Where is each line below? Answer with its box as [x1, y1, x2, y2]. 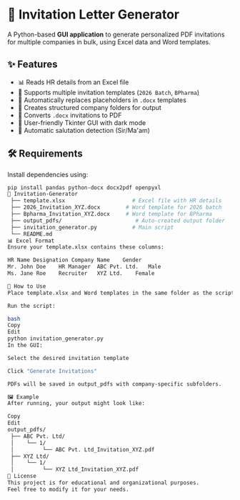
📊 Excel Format [7, 237, 55, 244]
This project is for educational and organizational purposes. [7, 479, 200, 486]
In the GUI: [7, 342, 43, 349]
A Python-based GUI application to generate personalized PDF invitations [7, 30, 225, 39]
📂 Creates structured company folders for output [17, 103, 162, 111]
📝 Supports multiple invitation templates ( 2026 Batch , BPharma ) [17, 88, 200, 96]
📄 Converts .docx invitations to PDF [17, 111, 122, 119]
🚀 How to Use [7, 282, 46, 290]
